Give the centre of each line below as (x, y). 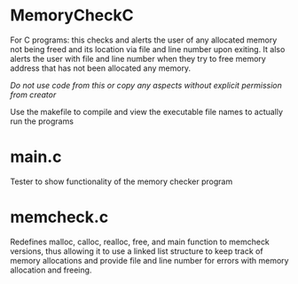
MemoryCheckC (72, 15)
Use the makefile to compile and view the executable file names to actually (146, 111)
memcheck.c (59, 217)
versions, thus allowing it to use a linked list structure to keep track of (137, 251)
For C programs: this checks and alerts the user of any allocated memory (144, 40)
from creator (33, 95)
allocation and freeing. (51, 270)
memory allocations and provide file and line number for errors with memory (149, 260)
